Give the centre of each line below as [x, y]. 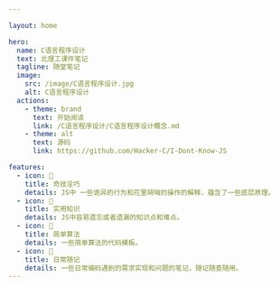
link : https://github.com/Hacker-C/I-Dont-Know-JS [130, 151]
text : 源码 [51, 143]
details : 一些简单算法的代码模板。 [83, 243]
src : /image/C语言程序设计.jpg [79, 84]
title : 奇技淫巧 [52, 184]
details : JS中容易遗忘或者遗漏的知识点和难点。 [104, 217]
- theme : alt [49, 134]
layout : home [33, 25]
